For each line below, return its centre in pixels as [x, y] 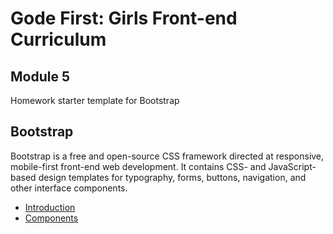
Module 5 [40, 76]
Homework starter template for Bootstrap [95, 100]
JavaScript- [292, 166]
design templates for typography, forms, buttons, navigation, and [172, 177]
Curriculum [58, 39]
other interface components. [69, 188]
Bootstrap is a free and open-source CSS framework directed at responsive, [167, 156]
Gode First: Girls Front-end [124, 18]
